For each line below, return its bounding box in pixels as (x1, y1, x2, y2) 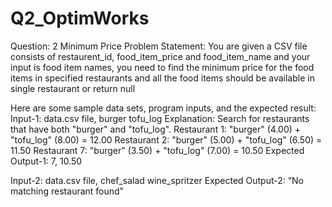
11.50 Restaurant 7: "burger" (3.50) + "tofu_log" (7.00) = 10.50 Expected (10, 144, 305, 156)
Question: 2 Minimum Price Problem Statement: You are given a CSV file (10, 40, 308, 52)
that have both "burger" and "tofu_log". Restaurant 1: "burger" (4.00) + (10, 123, 302, 135)
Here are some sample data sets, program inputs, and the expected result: (10, 102, 317, 114)
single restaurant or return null (10, 82, 136, 94)
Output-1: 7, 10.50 (10, 155, 83, 167)
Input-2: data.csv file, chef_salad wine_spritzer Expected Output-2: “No (10, 174, 304, 186)
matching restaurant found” (10, 185, 124, 197)
